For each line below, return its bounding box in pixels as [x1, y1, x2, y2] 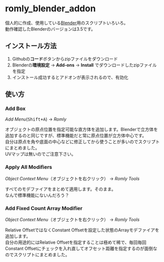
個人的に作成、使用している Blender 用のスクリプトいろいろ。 [5, 20, 129, 26]
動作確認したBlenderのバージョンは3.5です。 [5, 26, 96, 32]
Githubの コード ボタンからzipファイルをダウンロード [12, 56, 118, 62]
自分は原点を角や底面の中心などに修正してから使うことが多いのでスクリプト [5, 139, 160, 145]
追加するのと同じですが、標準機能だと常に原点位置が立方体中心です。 [5, 132, 147, 138]
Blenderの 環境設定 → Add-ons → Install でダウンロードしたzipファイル [12, 62, 157, 68]
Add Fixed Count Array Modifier [5, 205, 82, 212]
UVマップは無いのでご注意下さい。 [5, 151, 76, 157]
